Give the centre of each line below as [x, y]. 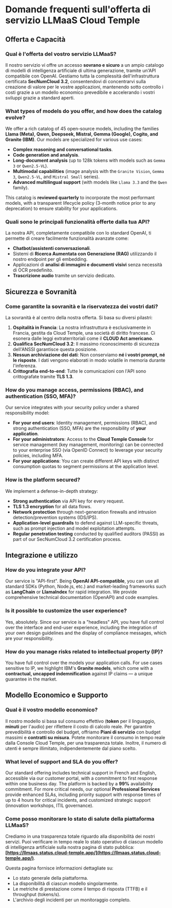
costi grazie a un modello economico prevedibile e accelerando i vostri [80, 92]
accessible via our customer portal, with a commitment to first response [81, 778]
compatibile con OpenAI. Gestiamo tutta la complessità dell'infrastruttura [82, 76]
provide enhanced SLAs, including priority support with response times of [83, 795]
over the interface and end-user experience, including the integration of [81, 627]
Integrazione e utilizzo [42, 555]
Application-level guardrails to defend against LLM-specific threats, [86, 523]
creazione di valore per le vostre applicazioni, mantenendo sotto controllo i [84, 87]
